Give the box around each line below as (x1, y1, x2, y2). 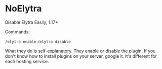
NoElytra (5, 3, 42, 14)
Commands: (5, 29, 30, 34)
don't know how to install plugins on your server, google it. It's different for (5, 53, 157, 59)
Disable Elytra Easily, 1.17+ (5, 19, 58, 25)
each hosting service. (5, 58, 49, 64)
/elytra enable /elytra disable (5, 39, 71, 44)
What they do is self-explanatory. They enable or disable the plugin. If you (5, 48, 156, 54)
